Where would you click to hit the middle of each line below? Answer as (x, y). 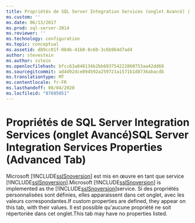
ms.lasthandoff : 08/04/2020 (41, 88)
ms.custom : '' (23, 17)
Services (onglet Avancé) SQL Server (97, 135)
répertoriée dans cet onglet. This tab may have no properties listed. (87, 213)
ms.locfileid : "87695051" (38, 93)
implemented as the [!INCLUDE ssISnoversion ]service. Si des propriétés (93, 188)
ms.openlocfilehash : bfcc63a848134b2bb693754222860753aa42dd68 (85, 66)
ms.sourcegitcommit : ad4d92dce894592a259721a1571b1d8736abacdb (85, 72)
